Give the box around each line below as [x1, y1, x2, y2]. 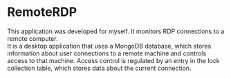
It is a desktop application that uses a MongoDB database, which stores [7, 42, 212, 50]
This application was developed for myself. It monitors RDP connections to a [7, 27, 225, 35]
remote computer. [7, 34, 58, 42]
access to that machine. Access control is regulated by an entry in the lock [7, 56, 220, 64]
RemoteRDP [7, 4, 77, 20]
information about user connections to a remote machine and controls [7, 49, 206, 58]
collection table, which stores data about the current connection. [7, 64, 192, 72]
